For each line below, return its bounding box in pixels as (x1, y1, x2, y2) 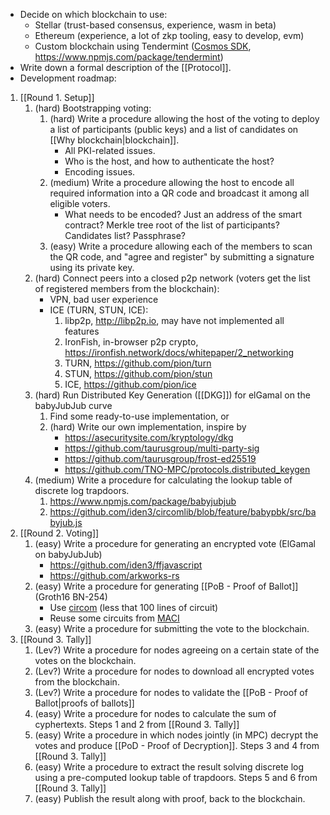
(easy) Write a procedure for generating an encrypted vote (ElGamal (34, 538, 316, 549)
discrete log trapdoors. (34, 485, 130, 496)
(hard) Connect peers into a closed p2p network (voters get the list (34, 272, 311, 284)
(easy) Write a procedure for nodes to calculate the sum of (34, 708, 277, 719)
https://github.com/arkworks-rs (49, 570, 180, 581)
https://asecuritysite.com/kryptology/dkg (64, 432, 234, 443)
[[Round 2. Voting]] (19, 527, 100, 539)
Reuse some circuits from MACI (49, 612, 180, 624)
